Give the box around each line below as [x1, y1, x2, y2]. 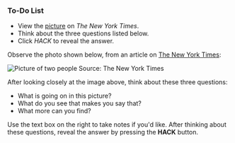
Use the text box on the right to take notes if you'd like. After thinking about [7, 120, 227, 129]
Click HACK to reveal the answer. [17, 37, 115, 45]
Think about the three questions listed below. [17, 29, 149, 38]
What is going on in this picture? [17, 91, 112, 101]
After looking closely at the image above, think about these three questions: [7, 78, 228, 86]
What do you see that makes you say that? [17, 99, 142, 108]
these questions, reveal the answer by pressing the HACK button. [7, 128, 199, 137]
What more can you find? [17, 107, 92, 115]
